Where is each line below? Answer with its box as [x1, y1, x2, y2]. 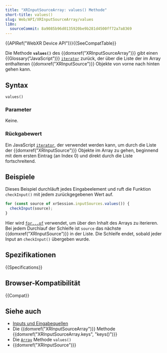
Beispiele [5, 172, 35, 181]
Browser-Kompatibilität [5, 279, 81, 288]
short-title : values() [5, 12, 53, 17]
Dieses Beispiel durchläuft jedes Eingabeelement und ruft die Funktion [5, 186, 151, 192]
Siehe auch [5, 307, 41, 315]
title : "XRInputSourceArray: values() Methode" [5, 7, 107, 13]
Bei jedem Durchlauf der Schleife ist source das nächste [5, 225, 121, 231]
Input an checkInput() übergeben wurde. [5, 236, 90, 242]
